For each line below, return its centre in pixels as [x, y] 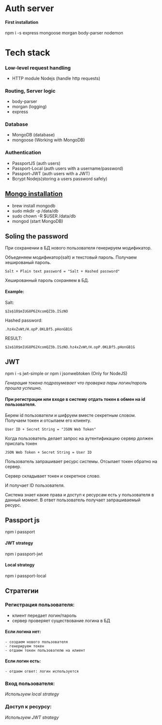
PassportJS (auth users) [36, 163]
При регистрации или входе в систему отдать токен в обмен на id [75, 399]
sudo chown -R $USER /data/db [44, 216]
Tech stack [28, 53]
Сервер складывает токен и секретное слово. [53, 476]
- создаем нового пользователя [37, 642]
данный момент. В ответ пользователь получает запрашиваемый [73, 500]
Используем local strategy [32, 694]
